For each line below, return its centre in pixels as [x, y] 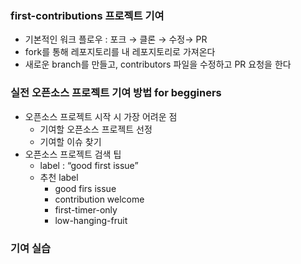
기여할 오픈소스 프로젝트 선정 [96, 129]
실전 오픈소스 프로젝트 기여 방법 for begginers [116, 93]
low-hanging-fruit [91, 220]
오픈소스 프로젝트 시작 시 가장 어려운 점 [101, 116]
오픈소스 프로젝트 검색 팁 [73, 154]
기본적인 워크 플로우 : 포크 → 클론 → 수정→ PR [116, 39]
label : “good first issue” [89, 165]
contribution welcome [99, 199]
